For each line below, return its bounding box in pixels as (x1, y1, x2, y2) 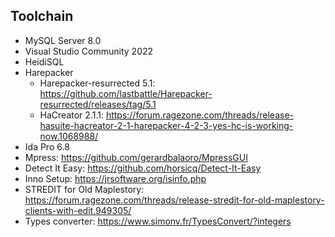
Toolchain (10, 8, 74, 25)
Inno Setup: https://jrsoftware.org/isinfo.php (24, 172, 207, 184)
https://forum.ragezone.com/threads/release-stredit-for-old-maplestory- (24, 194, 325, 206)
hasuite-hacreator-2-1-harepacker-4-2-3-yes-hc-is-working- (39, 119, 294, 131)
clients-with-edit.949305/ (24, 204, 132, 216)
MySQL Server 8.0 (24, 34, 102, 46)
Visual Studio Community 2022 (24, 45, 154, 57)
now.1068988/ (39, 130, 99, 142)
